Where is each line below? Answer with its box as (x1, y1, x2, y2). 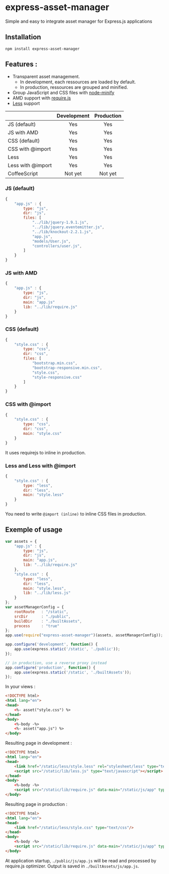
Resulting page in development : (5, 740, 72, 746)
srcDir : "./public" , (14, 614, 71, 619)
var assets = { (5, 539, 37, 544)
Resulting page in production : (5, 801, 68, 807)
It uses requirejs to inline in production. (5, 449, 86, 455)
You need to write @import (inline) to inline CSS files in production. (5, 511, 147, 517)
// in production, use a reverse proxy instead (5, 660, 107, 665)
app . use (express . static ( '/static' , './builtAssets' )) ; (14, 670, 132, 675)
